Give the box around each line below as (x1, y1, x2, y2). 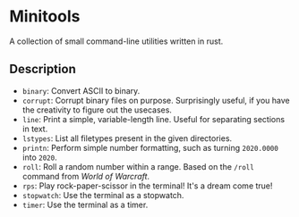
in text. (21, 123, 48, 134)
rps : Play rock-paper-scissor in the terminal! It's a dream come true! (21, 180, 273, 191)
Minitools (9, 6, 81, 27)
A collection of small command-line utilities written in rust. (9, 36, 224, 46)
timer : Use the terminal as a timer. (21, 199, 149, 210)
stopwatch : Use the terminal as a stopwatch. (21, 189, 184, 200)
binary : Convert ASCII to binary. (21, 85, 141, 96)
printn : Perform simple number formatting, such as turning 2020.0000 (21, 142, 279, 153)
